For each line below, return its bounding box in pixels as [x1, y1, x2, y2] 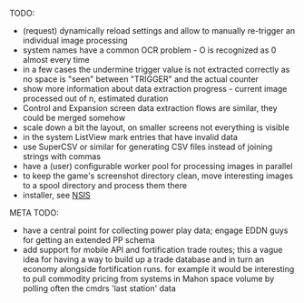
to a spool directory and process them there [22, 180, 188, 190]
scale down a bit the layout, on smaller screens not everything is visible [22, 122, 290, 133]
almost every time [22, 55, 90, 65]
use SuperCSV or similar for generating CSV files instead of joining [22, 141, 273, 152]
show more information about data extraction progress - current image [22, 84, 288, 94]
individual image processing [22, 35, 129, 45]
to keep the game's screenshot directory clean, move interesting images [22, 170, 293, 181]
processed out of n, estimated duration [22, 93, 169, 104]
